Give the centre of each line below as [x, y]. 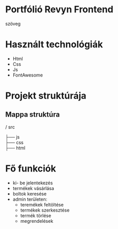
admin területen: [30, 199]
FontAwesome [28, 75]
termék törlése [36, 215]
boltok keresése [30, 194]
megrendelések [37, 221]
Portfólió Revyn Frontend [59, 9]
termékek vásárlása [33, 188]
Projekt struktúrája [46, 96]
